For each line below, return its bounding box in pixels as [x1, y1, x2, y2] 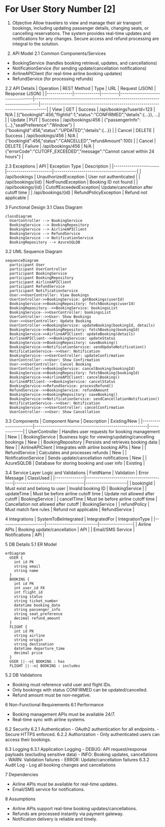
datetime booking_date [14, 603, 61, 608]
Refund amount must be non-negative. [12, 692, 91, 698]
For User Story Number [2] [5, 3, 116, 15]
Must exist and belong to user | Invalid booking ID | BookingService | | [5, 485, 147, 491]
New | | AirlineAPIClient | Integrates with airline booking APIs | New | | [5, 444, 146, 450]
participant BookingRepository [9, 275, 74, 280]
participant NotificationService [9, 288, 78, 293]
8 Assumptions [5, 796, 36, 802]
